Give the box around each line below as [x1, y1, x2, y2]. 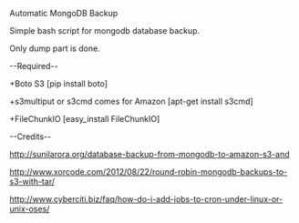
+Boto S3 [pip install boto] [9, 78, 108, 89]
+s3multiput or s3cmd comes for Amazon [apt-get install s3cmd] [9, 96, 253, 106]
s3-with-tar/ [9, 177, 55, 187]
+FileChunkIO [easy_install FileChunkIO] [9, 114, 160, 124]
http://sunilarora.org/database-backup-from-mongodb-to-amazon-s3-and [9, 149, 290, 159]
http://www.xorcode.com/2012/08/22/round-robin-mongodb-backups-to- [9, 167, 288, 177]
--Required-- [9, 61, 58, 71]
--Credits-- [9, 131, 52, 142]
